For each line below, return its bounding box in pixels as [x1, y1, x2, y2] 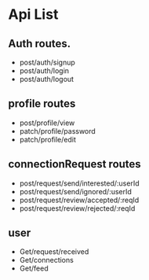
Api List [8, 6, 59, 24]
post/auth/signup [19, 57, 76, 67]
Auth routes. [8, 37, 71, 50]
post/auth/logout [19, 75, 74, 83]
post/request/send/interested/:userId [19, 179, 140, 188]
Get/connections [19, 256, 74, 265]
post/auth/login [19, 66, 69, 76]
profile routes [8, 97, 76, 111]
